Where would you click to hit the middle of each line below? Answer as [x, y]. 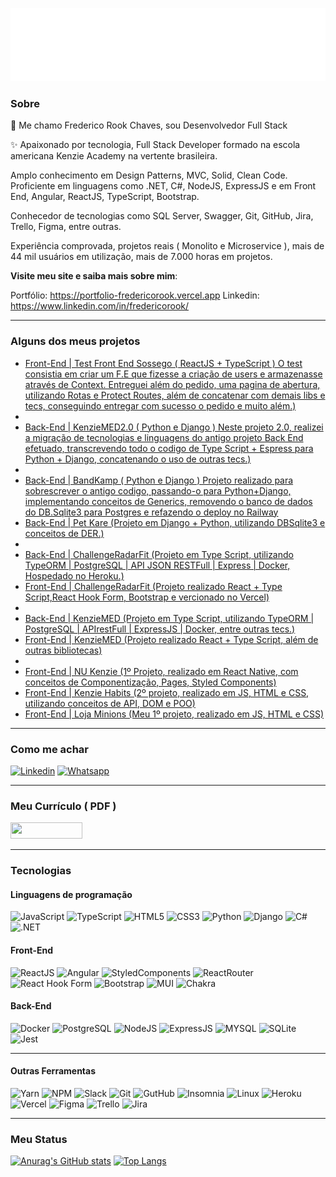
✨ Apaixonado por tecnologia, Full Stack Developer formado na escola [155, 145]
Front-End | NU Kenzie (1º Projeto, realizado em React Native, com [161, 671]
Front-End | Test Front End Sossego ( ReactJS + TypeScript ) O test [163, 363]
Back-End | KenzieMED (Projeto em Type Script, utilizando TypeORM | [169, 618]
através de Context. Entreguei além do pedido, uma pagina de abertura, [172, 384]
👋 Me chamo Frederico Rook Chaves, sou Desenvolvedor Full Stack [149, 125]
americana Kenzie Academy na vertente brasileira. [114, 156]
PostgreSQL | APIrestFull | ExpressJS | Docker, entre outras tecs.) [160, 629]
